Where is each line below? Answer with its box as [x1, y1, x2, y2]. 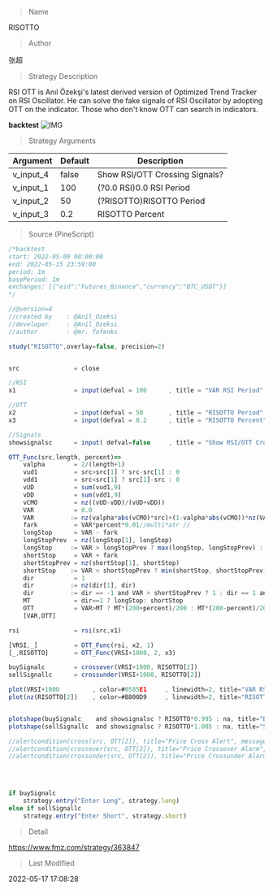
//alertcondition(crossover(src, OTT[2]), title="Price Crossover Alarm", [8, 745, 267, 753]
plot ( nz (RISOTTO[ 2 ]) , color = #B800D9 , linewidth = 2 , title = [8, 693, 242, 701]
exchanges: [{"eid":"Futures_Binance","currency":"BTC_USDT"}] [8, 283, 227, 291]
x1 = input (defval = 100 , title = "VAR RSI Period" [8, 386, 264, 395]
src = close [8, 364, 100, 372]
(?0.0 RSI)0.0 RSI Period [97, 182, 191, 193]
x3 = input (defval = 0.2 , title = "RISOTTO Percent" [8, 416, 267, 424]
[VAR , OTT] [23, 611, 57, 620]
